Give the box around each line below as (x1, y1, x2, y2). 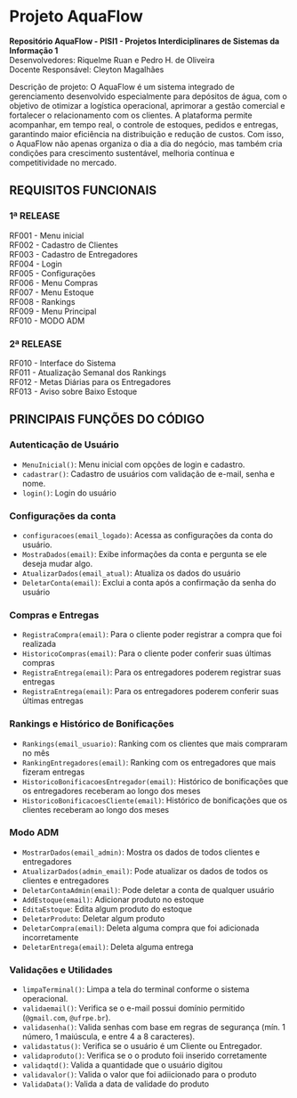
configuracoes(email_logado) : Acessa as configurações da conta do (21, 529, 274, 540)
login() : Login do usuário (21, 488, 117, 498)
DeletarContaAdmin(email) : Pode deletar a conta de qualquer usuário (21, 884, 275, 895)
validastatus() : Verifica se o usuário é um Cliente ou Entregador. (21, 1041, 262, 1052)
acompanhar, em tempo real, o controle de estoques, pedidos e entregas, (9, 119, 278, 130)
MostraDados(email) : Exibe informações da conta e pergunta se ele (21, 548, 268, 559)
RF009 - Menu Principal (9, 306, 97, 316)
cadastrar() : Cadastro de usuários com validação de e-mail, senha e (21, 468, 276, 479)
